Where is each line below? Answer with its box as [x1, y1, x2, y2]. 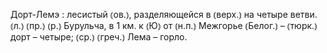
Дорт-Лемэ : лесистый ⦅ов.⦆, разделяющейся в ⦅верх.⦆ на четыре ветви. [10, 9, 318, 20]
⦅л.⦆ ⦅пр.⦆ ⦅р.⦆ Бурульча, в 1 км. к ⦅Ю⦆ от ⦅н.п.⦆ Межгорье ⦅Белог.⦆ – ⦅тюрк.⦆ [10, 20, 318, 31]
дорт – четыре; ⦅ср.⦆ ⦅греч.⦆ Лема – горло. [10, 31, 188, 43]
